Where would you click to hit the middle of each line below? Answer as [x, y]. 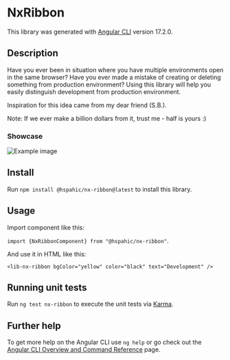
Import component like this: [46, 227]
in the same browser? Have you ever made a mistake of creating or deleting [114, 77]
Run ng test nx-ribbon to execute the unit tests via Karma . [90, 304]
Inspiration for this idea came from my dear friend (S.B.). [87, 105]
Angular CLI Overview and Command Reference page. [84, 350]
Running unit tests [47, 288]
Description [33, 53]
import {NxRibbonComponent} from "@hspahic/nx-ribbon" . [88, 240]
